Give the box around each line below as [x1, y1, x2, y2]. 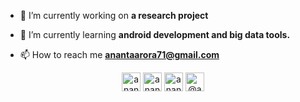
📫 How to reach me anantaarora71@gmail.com [19, 49, 220, 60]
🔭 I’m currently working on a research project [19, 10, 209, 21]
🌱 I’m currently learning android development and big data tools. [19, 29, 291, 40]
